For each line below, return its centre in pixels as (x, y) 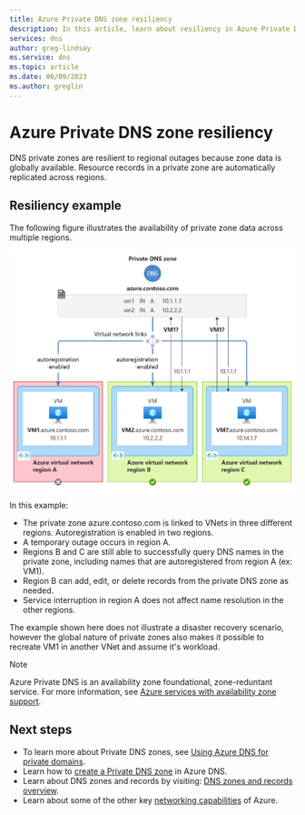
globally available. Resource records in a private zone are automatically (143, 167)
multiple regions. (41, 237)
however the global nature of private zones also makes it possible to (137, 637)
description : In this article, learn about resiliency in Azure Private (150, 29)
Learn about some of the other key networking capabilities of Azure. (150, 800)
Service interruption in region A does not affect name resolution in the (153, 599)
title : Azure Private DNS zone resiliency (91, 19)
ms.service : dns (40, 58)
